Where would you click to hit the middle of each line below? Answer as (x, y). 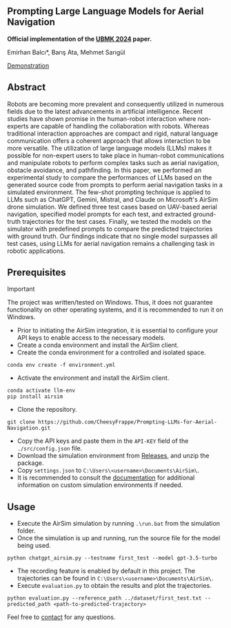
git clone (21, 422)
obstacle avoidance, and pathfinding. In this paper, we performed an (104, 170)
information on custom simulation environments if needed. (100, 485)
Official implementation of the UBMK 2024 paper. (80, 39)
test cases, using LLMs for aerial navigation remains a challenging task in (111, 243)
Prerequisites (37, 273)
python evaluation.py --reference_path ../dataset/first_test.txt (104, 598)
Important (21, 289)
